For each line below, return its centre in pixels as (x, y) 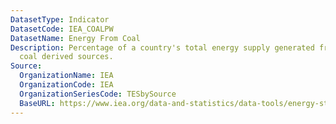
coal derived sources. (66, 57)
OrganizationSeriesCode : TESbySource (98, 94)
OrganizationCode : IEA (66, 85)
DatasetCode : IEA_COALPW (62, 29)
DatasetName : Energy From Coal (75, 38)
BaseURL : (37, 103)
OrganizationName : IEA (66, 76)
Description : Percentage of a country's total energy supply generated (162, 47)
